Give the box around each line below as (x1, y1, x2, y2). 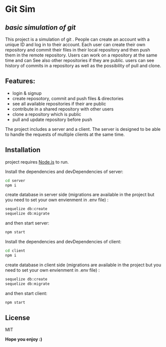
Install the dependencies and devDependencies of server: (5, 169, 124, 174)
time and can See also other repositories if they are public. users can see (5, 58, 155, 63)
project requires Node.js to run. (5, 159, 69, 165)
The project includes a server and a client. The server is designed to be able (5, 126, 161, 132)
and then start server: (5, 220, 50, 226)
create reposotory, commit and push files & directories (12, 95, 124, 101)
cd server (5, 178, 26, 183)
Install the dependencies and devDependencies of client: (5, 239, 121, 244)
